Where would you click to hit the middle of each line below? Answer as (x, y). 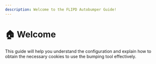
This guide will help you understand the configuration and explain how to (78, 51)
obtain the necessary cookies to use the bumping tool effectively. (71, 56)
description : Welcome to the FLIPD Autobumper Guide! (61, 9)
